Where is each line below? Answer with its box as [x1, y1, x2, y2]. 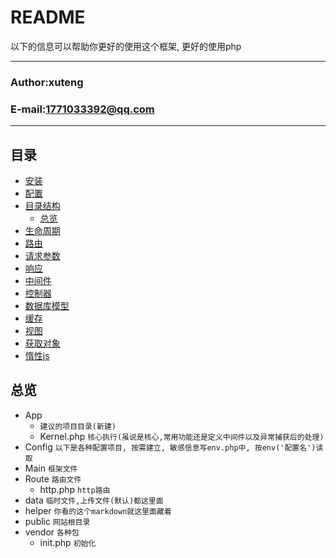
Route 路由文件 [24, 472, 82, 485]
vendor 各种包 [24, 526, 80, 538]
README [10, 6, 86, 29]
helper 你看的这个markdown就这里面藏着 [24, 504, 172, 516]
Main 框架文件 [24, 462, 78, 474]
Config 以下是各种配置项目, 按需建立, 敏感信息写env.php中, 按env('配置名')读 [24, 441, 324, 453]
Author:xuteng [10, 75, 84, 89]
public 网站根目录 [24, 515, 91, 527]
